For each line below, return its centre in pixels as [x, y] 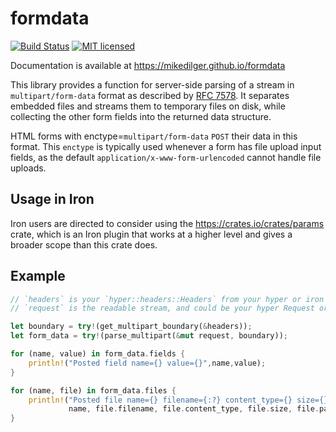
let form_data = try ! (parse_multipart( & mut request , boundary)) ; [149, 336]
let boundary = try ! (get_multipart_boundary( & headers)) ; [131, 327]
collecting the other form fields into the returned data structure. [141, 116]
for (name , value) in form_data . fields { [98, 354]
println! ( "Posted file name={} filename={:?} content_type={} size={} [178, 400]
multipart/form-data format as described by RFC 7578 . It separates [150, 95]
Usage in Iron [52, 199]
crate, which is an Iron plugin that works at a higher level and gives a [151, 234]
